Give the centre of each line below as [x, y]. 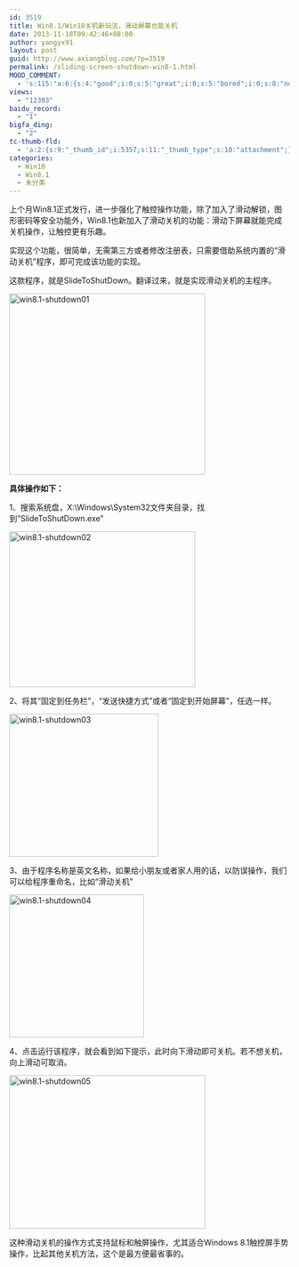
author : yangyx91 [41, 42]
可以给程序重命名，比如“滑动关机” [71, 882]
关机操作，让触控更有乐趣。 [60, 231]
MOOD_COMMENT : [36, 76]
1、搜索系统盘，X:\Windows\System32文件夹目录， [103, 507]
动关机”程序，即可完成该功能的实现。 [77, 262]
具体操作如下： [36, 488]
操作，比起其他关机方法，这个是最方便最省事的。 [99, 1254]
